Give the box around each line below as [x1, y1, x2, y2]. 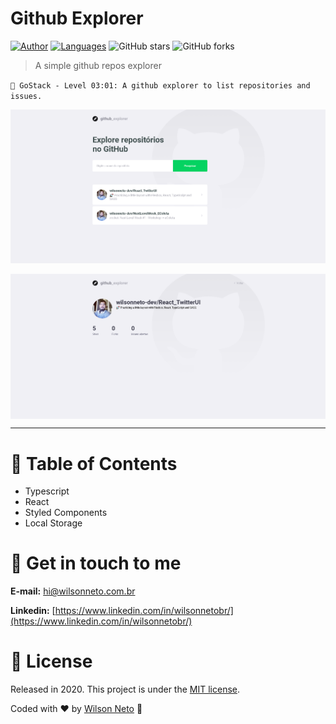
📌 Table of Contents [10, 452, 178, 475]
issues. [10, 91, 43, 101]
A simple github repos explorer [34, 59, 162, 71]
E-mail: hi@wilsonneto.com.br [10, 585, 136, 597]
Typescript [24, 485, 70, 497]
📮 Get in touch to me [10, 552, 182, 575]
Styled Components [24, 507, 108, 519]
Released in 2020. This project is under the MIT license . [10, 683, 241, 696]
